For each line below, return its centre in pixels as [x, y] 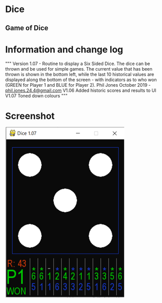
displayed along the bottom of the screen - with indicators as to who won [81, 80]
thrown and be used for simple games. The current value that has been [79, 69]
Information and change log [64, 49]
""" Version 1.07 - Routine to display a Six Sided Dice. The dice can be [78, 64]
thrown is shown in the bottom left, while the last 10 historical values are [80, 74]
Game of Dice [27, 28]
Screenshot [30, 116]
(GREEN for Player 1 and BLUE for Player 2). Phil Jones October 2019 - [78, 85]
